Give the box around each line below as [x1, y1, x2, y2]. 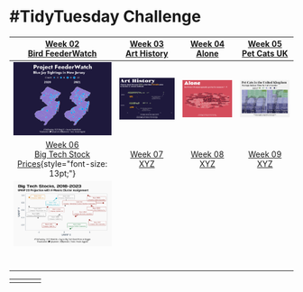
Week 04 [189, 39, 225, 50]
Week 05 [247, 39, 282, 50]
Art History [125, 48, 169, 59]
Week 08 [190, 149, 225, 160]
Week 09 [247, 149, 282, 160]
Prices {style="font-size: [17, 159, 108, 169]
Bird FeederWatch [27, 48, 97, 59]
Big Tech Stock [34, 149, 91, 160]
